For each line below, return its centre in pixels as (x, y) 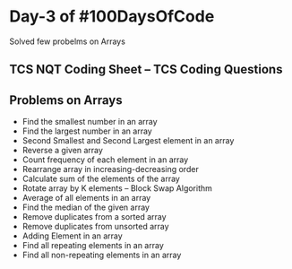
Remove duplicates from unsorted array (95, 227)
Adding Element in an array (72, 236)
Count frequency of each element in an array (105, 160)
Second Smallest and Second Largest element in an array (128, 141)
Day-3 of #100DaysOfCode (112, 17)
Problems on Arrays (66, 100)
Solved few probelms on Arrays (67, 41)
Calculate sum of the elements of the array (101, 179)
